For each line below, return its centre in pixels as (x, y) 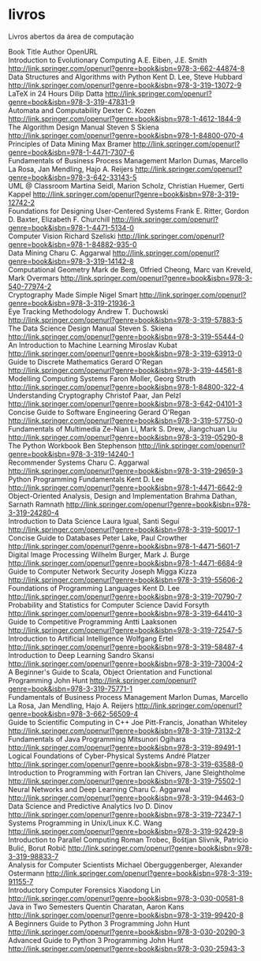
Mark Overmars (34, 278)
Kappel (20, 194)
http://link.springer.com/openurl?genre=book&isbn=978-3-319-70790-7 (125, 596)
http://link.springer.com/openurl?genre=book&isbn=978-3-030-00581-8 (126, 898)
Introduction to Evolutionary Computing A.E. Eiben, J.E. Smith (108, 60)
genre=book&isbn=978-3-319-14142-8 (71, 261)
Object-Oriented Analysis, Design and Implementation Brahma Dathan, (123, 495)
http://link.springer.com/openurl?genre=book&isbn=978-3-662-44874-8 (127, 68)
